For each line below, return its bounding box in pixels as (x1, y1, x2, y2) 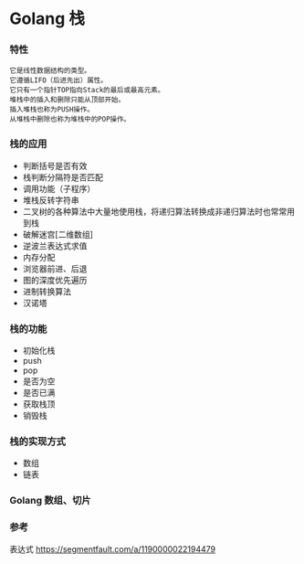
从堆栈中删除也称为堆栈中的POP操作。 (9, 115, 131, 124)
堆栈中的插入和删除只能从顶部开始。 (9, 95, 126, 105)
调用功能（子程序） (22, 183, 96, 194)
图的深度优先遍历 (22, 274, 88, 285)
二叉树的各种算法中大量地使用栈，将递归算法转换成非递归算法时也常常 (22, 206, 288, 217)
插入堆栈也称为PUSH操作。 (9, 105, 94, 114)
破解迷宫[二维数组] (22, 229, 94, 239)
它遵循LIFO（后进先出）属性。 (9, 76, 108, 85)
